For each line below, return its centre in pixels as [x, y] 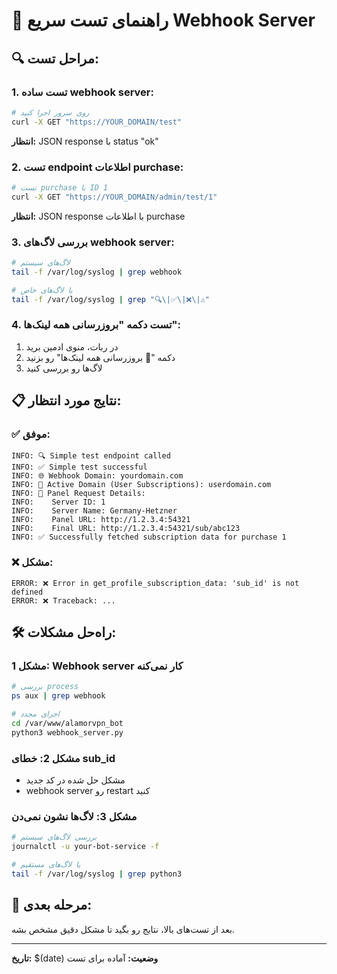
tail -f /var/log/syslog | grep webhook [97, 272]
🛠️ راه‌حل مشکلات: [64, 632]
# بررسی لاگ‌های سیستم [54, 837]
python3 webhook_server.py [67, 732]
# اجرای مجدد [35, 714]
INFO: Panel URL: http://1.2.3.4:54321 [101, 520]
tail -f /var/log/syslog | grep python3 [97, 874]
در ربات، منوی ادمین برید [72, 346]
